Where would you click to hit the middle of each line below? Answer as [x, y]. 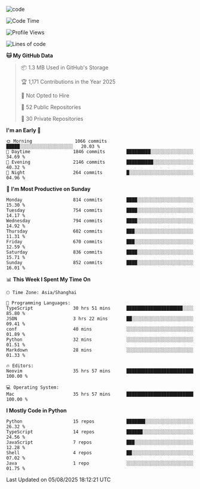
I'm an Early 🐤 [24, 130]
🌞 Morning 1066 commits [57, 141]
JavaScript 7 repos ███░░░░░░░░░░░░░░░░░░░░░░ [100, 442]
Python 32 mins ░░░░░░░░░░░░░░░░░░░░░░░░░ [100, 340]
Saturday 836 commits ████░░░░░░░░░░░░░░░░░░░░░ [100, 252]
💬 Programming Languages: [38, 303]
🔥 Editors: [20, 366]
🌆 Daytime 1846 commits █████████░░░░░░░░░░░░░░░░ [100, 152]
